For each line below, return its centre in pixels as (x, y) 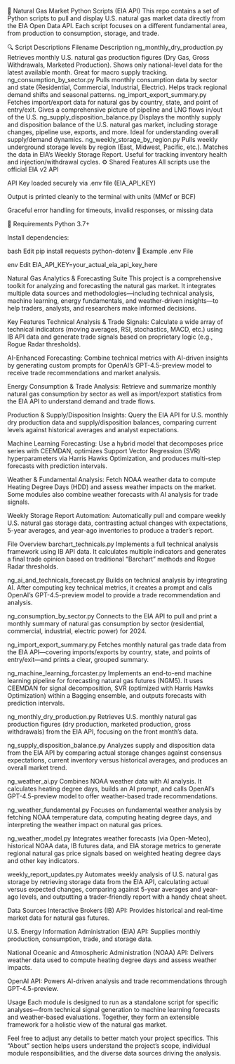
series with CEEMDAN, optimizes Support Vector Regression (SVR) (104, 451)
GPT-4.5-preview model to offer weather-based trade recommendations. (113, 796)
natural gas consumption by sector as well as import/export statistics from (115, 394)
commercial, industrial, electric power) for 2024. (77, 631)
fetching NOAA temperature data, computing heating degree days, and (109, 817)
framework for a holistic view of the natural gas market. (87, 1025)
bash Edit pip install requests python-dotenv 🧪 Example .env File (100, 251)
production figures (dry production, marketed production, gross (99, 724)
